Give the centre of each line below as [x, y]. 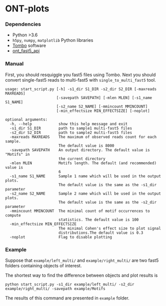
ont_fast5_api [26, 51]
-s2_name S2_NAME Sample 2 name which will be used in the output [85, 194]
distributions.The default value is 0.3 [101, 233]
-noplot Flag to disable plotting [61, 237]
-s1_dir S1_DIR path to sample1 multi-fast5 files [71, 128]
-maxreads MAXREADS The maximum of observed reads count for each [83, 137]
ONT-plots [27, 9]
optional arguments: [27, 119]
